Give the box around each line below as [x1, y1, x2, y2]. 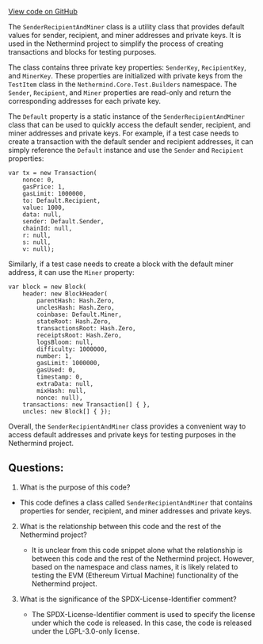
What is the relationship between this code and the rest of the [19, 521, 222, 531]
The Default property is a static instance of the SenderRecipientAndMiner [8, 112, 246, 121]
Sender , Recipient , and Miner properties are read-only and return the [8, 88, 231, 97]
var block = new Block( [8, 283, 87, 291]
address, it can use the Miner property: [8, 268, 135, 276]
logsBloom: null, [36, 338, 93, 346]
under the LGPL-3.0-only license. [31, 626, 140, 636]
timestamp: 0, [36, 373, 83, 381]
